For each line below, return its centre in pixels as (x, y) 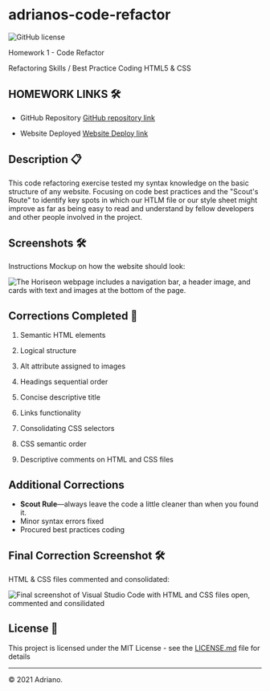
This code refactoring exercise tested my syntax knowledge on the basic (129, 183)
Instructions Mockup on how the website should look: (97, 266)
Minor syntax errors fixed (62, 521)
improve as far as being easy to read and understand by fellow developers (131, 208)
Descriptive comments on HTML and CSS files (97, 460)
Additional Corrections (66, 484)
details (19, 656)
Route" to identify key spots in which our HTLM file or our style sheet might (133, 200)
